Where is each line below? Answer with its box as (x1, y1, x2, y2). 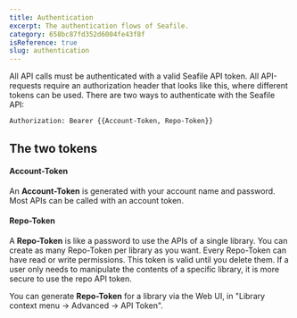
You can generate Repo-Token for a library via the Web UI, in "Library (9, 290, 266, 301)
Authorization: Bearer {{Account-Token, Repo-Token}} (9, 117, 214, 126)
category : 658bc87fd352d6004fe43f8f (9, 29, 145, 38)
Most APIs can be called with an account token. (9, 195, 185, 205)
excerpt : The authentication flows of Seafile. (9, 21, 190, 30)
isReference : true (9, 38, 78, 47)
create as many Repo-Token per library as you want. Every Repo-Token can (9, 245, 287, 255)
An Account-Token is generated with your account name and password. (9, 185, 276, 197)
